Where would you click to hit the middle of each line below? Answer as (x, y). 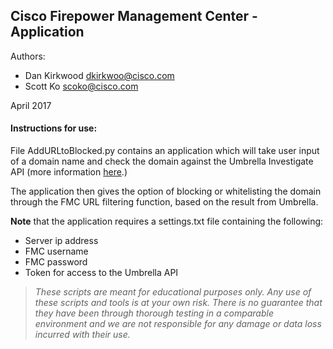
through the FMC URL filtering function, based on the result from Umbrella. (164, 202)
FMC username (56, 251)
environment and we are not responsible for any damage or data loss (178, 324)
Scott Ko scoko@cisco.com (81, 86)
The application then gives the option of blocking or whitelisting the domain (166, 191)
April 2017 (31, 105)
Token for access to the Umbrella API (101, 273)
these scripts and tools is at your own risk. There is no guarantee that (178, 303)
